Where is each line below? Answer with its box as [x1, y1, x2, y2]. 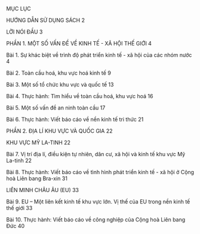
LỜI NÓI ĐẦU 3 [6, 28, 43, 35]
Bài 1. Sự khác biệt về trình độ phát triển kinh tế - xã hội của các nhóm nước [6, 51, 192, 59]
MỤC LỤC [6, 5, 31, 12]
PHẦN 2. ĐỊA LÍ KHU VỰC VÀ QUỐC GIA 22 [6, 127, 113, 134]
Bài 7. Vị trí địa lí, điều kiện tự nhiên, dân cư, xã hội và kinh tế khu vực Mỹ [6, 151, 186, 157]
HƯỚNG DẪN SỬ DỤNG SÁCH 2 [6, 17, 85, 23]
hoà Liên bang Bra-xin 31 [6, 175, 67, 182]
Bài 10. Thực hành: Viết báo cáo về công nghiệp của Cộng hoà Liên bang [6, 216, 186, 223]
